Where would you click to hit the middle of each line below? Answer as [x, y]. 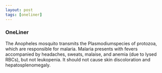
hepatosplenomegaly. [28, 65]
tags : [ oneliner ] [24, 15]
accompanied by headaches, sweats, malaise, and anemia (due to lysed [81, 54]
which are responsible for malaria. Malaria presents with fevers [72, 49]
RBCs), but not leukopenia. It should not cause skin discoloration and [78, 59]
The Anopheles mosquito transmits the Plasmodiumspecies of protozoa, [81, 43]
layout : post [19, 10]
